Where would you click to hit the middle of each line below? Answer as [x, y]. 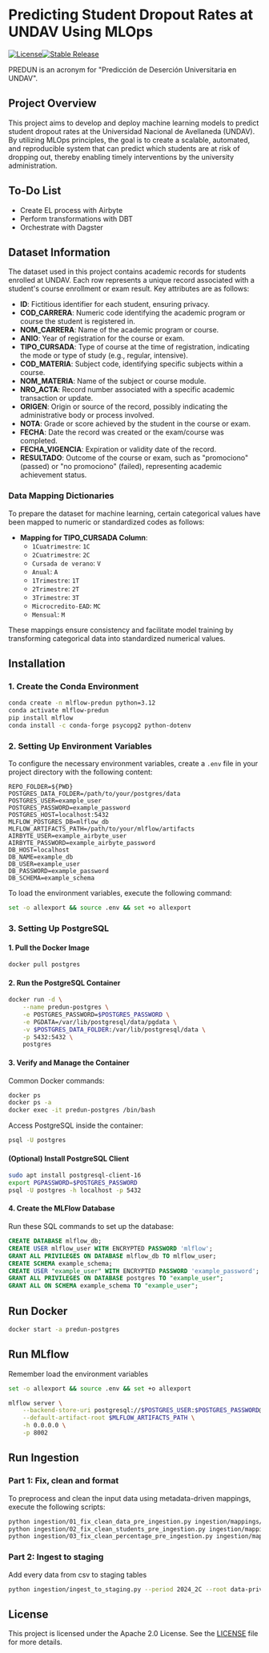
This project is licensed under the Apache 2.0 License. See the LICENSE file [133, 1634]
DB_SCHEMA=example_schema [51, 878]
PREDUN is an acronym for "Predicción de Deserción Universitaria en [122, 69]
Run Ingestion [44, 1458]
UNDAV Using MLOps [81, 32]
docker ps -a [30, 1103]
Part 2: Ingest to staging [56, 1557]
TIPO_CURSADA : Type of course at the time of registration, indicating [134, 347]
